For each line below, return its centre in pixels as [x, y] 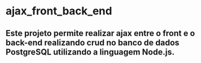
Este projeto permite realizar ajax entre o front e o [100, 33]
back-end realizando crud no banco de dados [93, 42]
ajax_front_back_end [59, 11]
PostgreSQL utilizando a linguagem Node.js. [90, 52]
